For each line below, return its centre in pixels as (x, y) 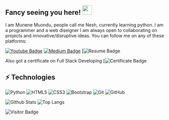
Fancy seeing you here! (43, 12)
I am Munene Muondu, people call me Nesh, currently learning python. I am (84, 25)
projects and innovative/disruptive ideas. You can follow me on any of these (85, 36)
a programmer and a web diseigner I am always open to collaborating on (81, 30)
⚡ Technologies (30, 78)
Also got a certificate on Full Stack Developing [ (55, 61)
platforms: (16, 41)
